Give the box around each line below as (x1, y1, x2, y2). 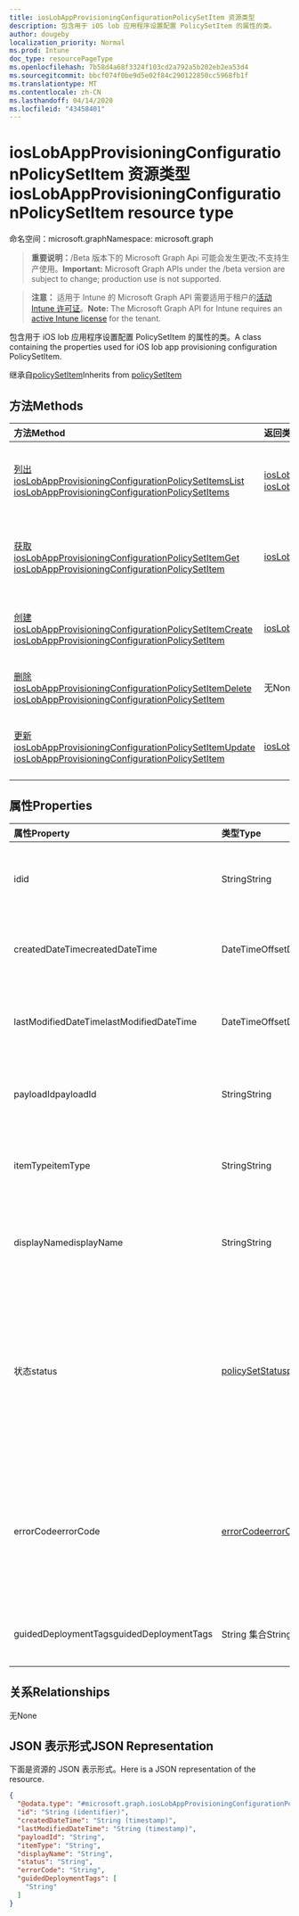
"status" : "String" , (17, 1857, 93, 1867)
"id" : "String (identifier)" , (17, 1808, 129, 1817)
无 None (9, 1710, 37, 1721)
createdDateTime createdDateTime (13, 943, 158, 955)
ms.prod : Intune (9, 46, 69, 55)
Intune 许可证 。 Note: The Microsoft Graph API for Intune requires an (30, 303, 283, 314)
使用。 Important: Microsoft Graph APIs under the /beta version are (38, 264, 286, 275)
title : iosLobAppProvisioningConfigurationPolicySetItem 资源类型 (9, 12, 255, 22)
